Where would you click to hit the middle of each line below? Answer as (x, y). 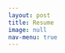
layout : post (29, 15)
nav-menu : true (33, 37)
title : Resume (31, 23)
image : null (27, 30)
